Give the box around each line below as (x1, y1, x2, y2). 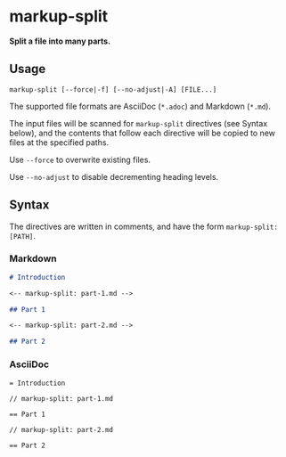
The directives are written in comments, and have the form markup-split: (9, 221, 279, 232)
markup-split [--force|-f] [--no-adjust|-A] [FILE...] (9, 85, 217, 94)
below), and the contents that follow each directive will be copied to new (9, 127, 276, 138)
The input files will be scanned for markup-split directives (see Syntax (9, 118, 268, 128)
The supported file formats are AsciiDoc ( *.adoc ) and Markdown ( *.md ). (9, 101, 272, 111)
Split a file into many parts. (9, 36, 111, 46)
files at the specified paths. (9, 136, 110, 148)
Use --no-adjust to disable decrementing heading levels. (9, 171, 219, 182)
